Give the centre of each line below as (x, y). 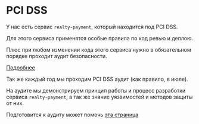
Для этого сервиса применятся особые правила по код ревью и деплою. (100, 38)
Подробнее (21, 67)
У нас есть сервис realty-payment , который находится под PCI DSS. (92, 27)
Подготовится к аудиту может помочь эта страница (72, 115)
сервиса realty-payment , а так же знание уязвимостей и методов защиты (99, 97)
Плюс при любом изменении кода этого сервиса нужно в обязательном (99, 50)
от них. (15, 103)
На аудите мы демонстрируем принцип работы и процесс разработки (96, 90)
